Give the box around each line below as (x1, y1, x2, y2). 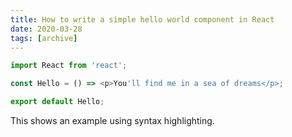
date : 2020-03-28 (10, 24, 83, 34)
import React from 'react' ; (10, 61, 128, 71)
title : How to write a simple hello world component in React (10, 14, 275, 25)
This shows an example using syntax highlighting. (10, 115, 215, 126)
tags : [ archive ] (10, 33, 78, 43)
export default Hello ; (10, 97, 105, 107)
